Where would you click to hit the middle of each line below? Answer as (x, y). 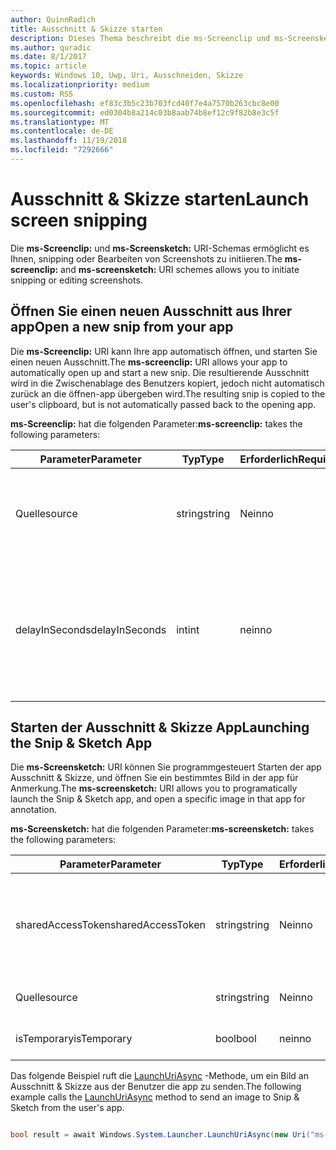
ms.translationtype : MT (60, 122)
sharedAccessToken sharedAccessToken (111, 925)
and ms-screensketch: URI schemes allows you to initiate (180, 269)
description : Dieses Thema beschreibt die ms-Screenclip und (140, 38)
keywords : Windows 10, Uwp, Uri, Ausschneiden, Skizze (127, 76)
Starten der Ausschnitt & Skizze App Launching (160, 727)
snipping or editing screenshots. (76, 280)
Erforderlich (269, 459)
